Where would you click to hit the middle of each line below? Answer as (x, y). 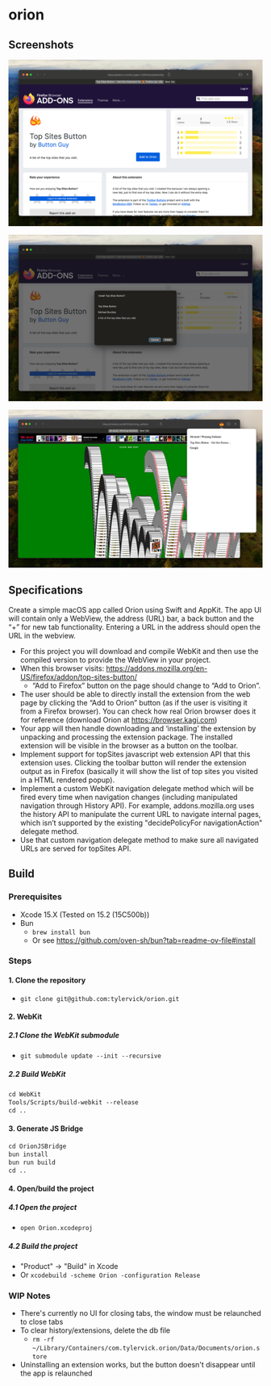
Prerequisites (35, 897)
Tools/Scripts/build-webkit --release (73, 1103)
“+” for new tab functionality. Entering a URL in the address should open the (134, 626)
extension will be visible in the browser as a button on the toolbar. (129, 745)
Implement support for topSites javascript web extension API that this (135, 754)
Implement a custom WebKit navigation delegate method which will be (137, 788)
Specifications (46, 590)
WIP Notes (29, 1296)
